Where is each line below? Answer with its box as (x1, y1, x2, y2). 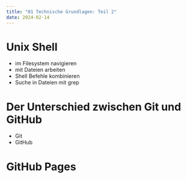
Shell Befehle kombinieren (14, 72, 80, 80)
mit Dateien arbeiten (14, 66, 66, 74)
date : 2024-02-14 (6, 14, 50, 20)
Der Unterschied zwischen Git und (6, 100, 182, 114)
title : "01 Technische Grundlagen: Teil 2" (6, 8, 117, 15)
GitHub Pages (6, 160, 76, 174)
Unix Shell (6, 40, 58, 54)
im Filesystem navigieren (14, 60, 77, 67)
